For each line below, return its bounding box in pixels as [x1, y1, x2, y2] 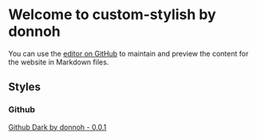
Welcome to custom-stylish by [8, 6, 217, 24]
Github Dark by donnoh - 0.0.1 [8, 122, 107, 132]
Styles [8, 80, 42, 94]
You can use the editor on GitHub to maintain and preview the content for [8, 49, 249, 58]
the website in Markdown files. [8, 57, 109, 67]
